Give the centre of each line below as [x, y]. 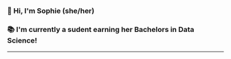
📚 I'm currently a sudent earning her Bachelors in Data [101, 29]
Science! [22, 40]
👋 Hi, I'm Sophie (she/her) [51, 11]
